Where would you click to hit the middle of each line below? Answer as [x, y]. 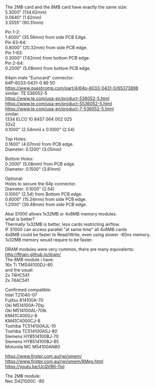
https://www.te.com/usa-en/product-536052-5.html [57, 98]
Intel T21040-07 [21, 295]
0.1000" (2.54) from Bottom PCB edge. [44, 194]
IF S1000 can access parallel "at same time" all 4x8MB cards [66, 229]
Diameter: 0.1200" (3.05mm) [33, 149]
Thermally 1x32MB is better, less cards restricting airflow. [63, 224]
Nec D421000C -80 [25, 381]
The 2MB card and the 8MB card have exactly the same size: [66, 7]
